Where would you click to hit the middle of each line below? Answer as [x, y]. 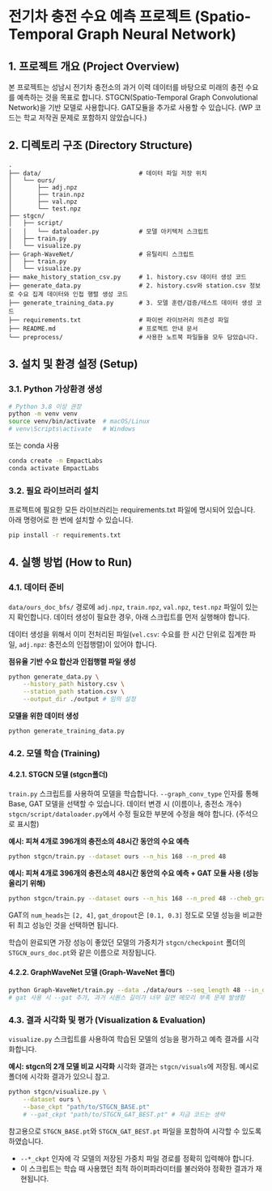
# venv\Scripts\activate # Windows [72, 429]
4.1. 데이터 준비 [36, 588]
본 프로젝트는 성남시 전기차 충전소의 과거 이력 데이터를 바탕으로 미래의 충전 [126, 87]
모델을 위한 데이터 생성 [44, 716]
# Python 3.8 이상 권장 [45, 406]
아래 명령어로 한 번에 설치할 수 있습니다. [71, 520]
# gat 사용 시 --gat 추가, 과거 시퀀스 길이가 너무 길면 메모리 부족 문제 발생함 [127, 997]
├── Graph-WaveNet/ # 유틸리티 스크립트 [101, 254]
